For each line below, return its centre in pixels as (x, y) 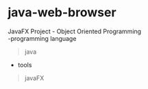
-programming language (42, 38)
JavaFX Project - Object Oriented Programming (75, 31)
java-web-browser (62, 13)
